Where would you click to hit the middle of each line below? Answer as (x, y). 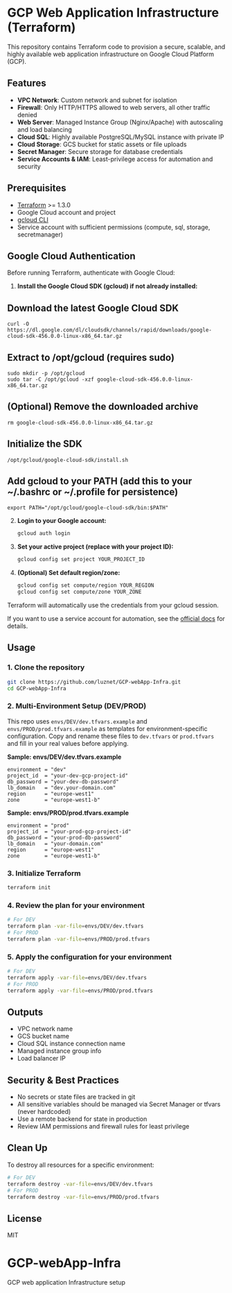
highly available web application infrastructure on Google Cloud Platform (111, 54)
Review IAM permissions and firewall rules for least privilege (103, 1127)
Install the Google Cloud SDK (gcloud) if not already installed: (107, 286)
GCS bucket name (43, 1036)
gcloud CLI (33, 219)
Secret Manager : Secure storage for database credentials (100, 151)
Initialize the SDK (45, 444)
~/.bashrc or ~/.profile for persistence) (93, 492)
